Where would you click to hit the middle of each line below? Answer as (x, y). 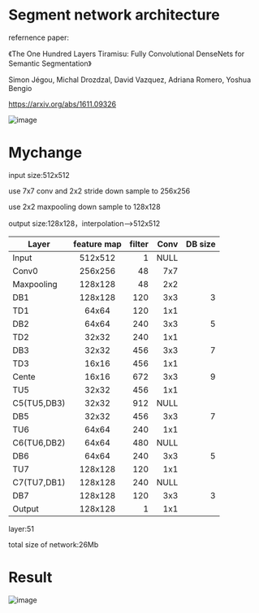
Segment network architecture (114, 15)
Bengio (20, 88)
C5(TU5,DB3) (39, 402)
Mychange (45, 153)
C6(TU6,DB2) (39, 442)
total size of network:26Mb (54, 544)
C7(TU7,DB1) (39, 482)
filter (139, 244)
